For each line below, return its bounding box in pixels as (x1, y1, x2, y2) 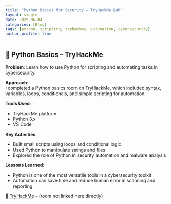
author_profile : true (5, 31, 52, 36)
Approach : (5, 79, 29, 85)
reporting (12, 183, 33, 189)
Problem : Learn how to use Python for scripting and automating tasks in (5, 64, 158, 70)
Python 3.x (12, 116, 36, 122)
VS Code (12, 121, 32, 127)
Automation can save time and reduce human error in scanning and (12, 177, 156, 183)
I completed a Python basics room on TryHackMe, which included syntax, (5, 85, 162, 91)
